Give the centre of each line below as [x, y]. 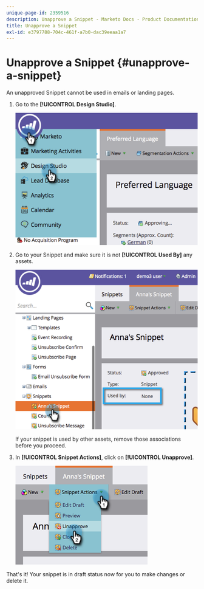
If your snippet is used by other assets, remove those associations [98, 439]
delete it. [17, 580]
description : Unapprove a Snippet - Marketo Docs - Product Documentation [103, 19]
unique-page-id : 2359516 [38, 13]
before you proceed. [41, 445]
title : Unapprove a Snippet [42, 26]
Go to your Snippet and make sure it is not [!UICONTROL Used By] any [104, 255]
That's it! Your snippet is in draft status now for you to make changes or [96, 574]
